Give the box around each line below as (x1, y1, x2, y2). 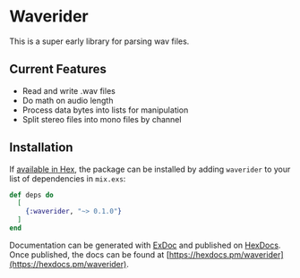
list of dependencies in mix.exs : (9, 173, 126, 184)
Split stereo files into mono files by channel (21, 114, 182, 124)
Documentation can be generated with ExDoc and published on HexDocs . (9, 240, 281, 250)
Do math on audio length (21, 95, 114, 105)
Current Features (9, 62, 107, 77)
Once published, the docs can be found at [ (9, 249, 170, 260)
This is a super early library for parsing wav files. (9, 36, 190, 46)
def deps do (9, 190, 54, 199)
